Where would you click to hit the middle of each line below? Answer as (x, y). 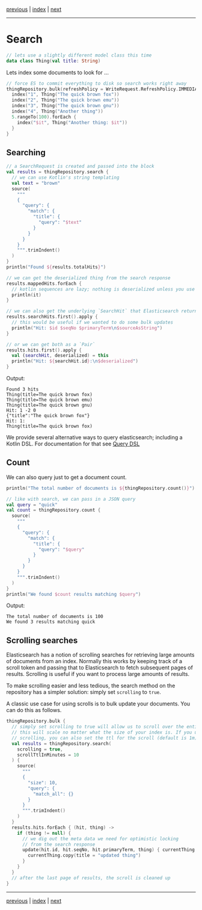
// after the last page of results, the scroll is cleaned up (91, 878)
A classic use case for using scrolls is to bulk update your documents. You (98, 704)
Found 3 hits (23, 389)
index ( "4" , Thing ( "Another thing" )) (57, 111)
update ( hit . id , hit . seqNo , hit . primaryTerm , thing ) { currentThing (109, 850)
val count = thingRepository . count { (54, 510)
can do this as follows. (34, 710)
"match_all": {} (53, 794)
